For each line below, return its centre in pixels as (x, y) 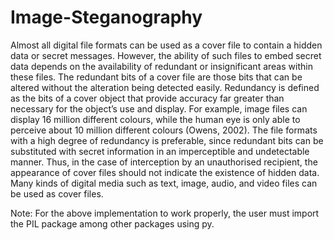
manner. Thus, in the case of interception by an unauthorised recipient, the (164, 162)
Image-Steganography (106, 17)
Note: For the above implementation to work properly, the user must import (165, 213)
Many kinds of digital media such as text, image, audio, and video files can (164, 183)
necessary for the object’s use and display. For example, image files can (159, 108)
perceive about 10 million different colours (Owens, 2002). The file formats (164, 130)
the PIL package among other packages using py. (112, 223)
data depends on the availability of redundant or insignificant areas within (161, 66)
